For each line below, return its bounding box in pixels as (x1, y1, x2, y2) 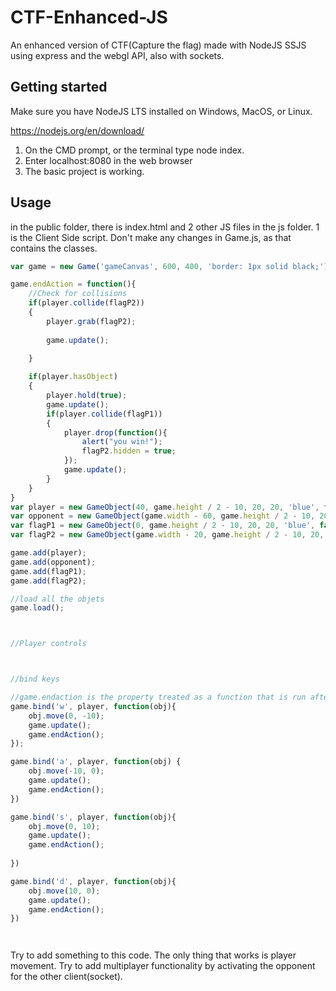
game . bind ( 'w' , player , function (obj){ (10, 701, 177, 711)
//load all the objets (10, 594, 105, 604)
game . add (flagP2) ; (10, 576, 87, 586)
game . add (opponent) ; (10, 557, 97, 567)
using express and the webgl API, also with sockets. (10, 49, 225, 61)
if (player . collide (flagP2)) (28, 298, 145, 308)
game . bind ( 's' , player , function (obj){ (10, 812, 177, 822)
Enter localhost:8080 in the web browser (24, 154, 193, 166)
